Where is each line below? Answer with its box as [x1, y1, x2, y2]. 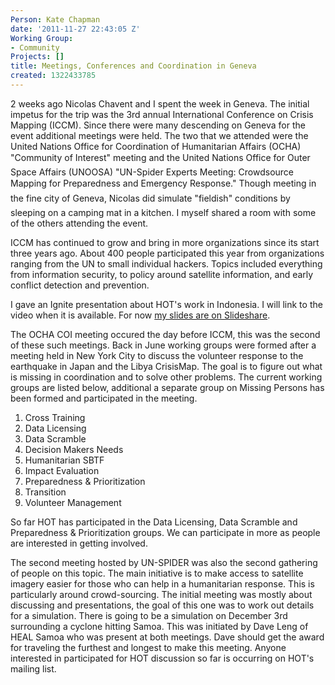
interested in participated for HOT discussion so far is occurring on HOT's [10, 652, 315, 664]
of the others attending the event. [10, 217, 149, 229]
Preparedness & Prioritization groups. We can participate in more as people [10, 526, 321, 538]
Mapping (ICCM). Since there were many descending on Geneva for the [10, 119, 306, 131]
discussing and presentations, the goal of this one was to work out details [10, 599, 315, 611]
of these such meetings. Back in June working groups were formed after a [10, 339, 317, 351]
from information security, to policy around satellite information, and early [10, 268, 314, 280]
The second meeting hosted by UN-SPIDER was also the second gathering [10, 556, 318, 568]
